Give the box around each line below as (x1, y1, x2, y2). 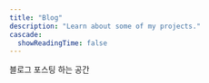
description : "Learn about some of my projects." (9, 22, 202, 31)
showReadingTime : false (17, 38, 107, 48)
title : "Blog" (9, 13, 64, 23)
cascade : (9, 30, 43, 39)
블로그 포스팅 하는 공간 (9, 64, 90, 75)
